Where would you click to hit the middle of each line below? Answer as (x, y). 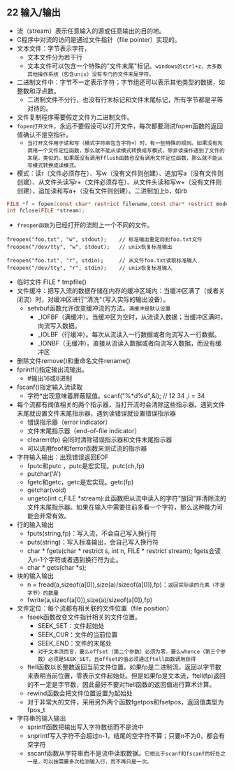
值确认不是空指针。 (44, 135)
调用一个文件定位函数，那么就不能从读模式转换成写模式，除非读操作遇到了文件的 (126, 150)
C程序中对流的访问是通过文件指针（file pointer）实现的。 (98, 39)
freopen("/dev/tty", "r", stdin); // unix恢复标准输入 (89, 268)
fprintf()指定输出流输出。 (52, 369)
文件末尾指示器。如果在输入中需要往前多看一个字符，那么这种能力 (122, 507)
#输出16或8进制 (50, 378)
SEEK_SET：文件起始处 (71, 625)
